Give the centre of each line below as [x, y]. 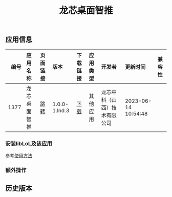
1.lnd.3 [61, 110]
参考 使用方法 [19, 155]
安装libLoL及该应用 [29, 143]
